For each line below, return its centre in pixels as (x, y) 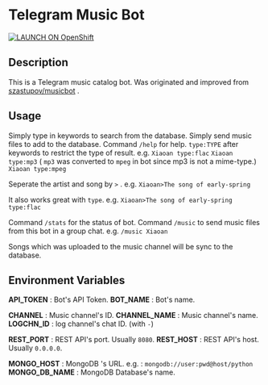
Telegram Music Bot (76, 15)
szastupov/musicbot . (44, 90)
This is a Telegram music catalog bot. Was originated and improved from (129, 82)
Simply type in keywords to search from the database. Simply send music (130, 136)
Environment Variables (67, 280)
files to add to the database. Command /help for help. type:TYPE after (124, 144)
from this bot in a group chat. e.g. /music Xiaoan (88, 231)
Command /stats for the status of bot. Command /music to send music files (134, 222)
